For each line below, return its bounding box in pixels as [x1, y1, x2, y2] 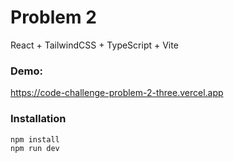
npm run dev [10, 144, 60, 154]
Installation [10, 112, 67, 126]
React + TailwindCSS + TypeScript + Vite [10, 39, 179, 51]
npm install [10, 134, 60, 145]
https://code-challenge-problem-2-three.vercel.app [10, 87, 224, 99]
